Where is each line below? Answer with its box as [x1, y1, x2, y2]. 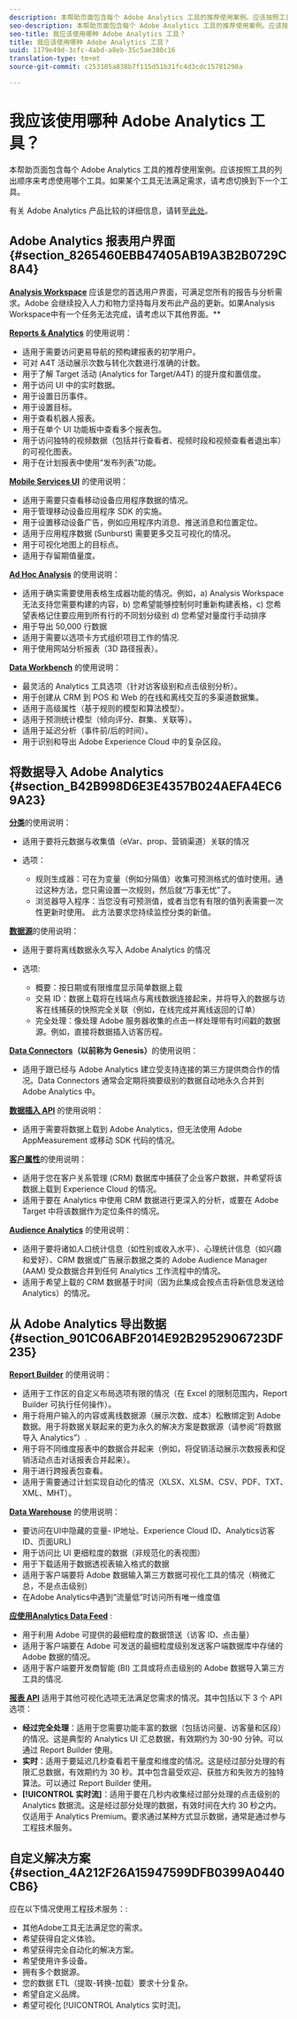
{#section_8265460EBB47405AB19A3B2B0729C [9, 248, 287, 263]
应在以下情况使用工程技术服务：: [9, 1904, 128, 1914]
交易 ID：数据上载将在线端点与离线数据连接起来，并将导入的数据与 [34, 993, 278, 1004]
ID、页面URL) [21, 1536, 72, 1547]
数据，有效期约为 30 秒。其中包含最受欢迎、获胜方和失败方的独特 [45, 1767, 285, 1777]
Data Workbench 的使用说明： [9, 662, 122, 672]
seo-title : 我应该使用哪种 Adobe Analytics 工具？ [9, 29, 187, 38]
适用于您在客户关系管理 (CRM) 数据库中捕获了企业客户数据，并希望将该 [21, 1173, 283, 1184]
